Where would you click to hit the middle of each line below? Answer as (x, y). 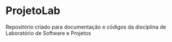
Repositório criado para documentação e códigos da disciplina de (86, 27)
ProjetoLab (33, 11)
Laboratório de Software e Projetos (48, 33)
